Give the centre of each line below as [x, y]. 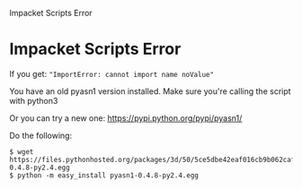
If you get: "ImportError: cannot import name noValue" [111, 73]
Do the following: [41, 135]
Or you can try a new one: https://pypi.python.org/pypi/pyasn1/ [126, 118]
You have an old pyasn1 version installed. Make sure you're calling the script [150, 91]
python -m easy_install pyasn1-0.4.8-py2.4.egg [108, 175]
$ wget [22, 151]
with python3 [34, 100]
